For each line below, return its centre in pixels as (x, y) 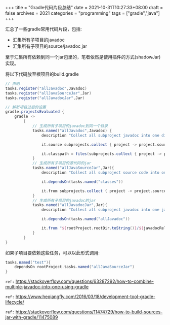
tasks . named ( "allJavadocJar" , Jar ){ (70, 205)
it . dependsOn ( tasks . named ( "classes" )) (82, 182)
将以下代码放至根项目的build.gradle (42, 74)
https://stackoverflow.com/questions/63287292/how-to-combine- (85, 281)
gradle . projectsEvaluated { (35, 112)
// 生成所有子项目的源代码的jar (62, 163)
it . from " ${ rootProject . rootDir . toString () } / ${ (92, 228)
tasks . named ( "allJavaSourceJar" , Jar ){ (73, 168)
